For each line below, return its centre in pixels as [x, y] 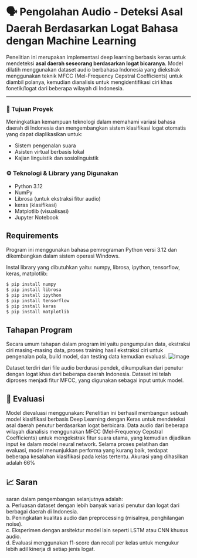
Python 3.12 [28, 186]
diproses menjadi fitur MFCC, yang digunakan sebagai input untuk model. [95, 380]
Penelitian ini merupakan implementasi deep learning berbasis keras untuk [96, 57]
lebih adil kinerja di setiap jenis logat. [51, 549]
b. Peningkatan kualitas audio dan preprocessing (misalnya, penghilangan [95, 518]
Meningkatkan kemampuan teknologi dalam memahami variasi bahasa [91, 122]
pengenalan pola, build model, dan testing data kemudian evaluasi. [86, 357]
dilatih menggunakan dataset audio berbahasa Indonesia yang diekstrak [93, 69]
